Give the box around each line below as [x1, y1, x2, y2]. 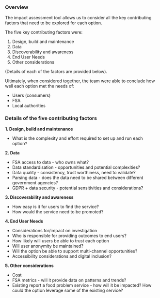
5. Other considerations [5, 263, 54, 268]
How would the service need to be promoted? [12, 209, 104, 214]
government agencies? [12, 179, 58, 185]
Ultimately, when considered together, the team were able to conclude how [5, 78, 155, 84]
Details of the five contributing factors [5, 115, 97, 122]
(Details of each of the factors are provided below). [5, 69, 108, 74]
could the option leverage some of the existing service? [12, 287, 123, 293]
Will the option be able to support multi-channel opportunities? [12, 248, 138, 254]
